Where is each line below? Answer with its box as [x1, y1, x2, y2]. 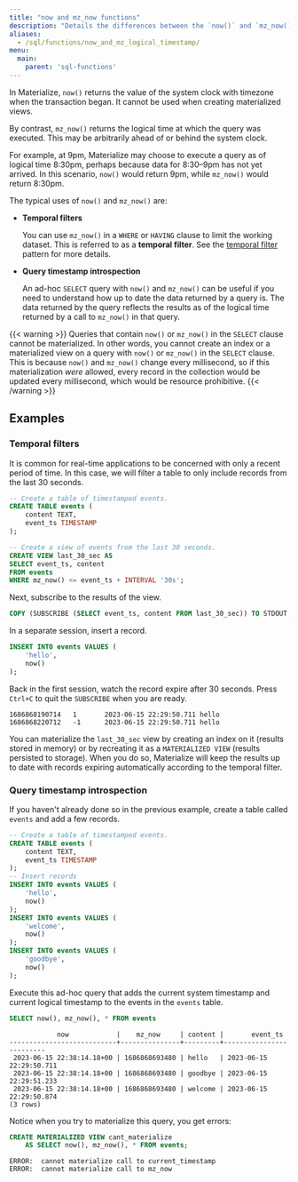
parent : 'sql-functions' [25, 63, 117, 72]
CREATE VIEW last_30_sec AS [9, 551, 114, 560]
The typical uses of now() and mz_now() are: [9, 195, 168, 205]
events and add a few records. [9, 813, 120, 824]
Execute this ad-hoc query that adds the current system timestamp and [9, 987, 271, 998]
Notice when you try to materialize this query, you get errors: [9, 1115, 232, 1126]
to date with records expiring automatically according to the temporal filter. [9, 762, 282, 772]
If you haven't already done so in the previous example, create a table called [9, 803, 288, 814]
